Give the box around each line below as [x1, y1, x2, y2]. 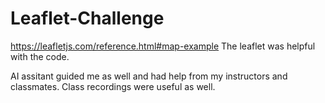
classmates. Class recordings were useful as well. [10, 80, 216, 92]
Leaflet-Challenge [10, 7, 165, 30]
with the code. [10, 50, 70, 62]
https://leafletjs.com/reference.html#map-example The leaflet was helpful [10, 40, 316, 52]
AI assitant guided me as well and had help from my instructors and [10, 70, 288, 82]
